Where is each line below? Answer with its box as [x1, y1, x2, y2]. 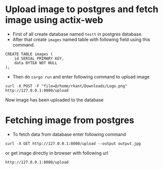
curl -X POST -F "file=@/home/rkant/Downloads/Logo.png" [5, 83, 128, 89]
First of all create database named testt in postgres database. [12, 31, 143, 37]
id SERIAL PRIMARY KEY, [14, 56, 65, 61]
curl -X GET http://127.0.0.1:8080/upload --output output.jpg [5, 141, 141, 146]
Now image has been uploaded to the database [5, 97, 104, 103]
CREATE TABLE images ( [5, 52, 53, 57]
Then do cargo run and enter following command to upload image [12, 73, 150, 79]
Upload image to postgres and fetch [5, 4, 158, 15]
